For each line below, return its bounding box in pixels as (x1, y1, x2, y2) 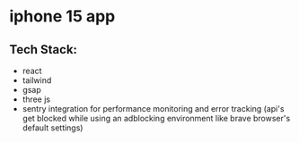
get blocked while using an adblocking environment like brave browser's (22, 113, 291, 123)
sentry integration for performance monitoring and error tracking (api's (22, 104, 285, 113)
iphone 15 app (9, 6, 116, 27)
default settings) (22, 122, 84, 133)
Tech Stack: (9, 42, 78, 57)
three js (22, 94, 51, 104)
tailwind (22, 75, 52, 86)
